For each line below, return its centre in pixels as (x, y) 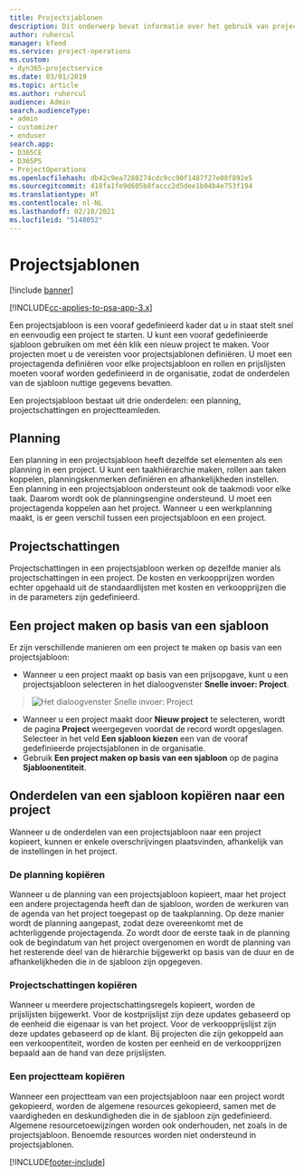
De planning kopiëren (57, 874)
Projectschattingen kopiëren (73, 986)
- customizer (34, 128)
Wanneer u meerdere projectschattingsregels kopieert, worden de (133, 1005)
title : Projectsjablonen (56, 18)
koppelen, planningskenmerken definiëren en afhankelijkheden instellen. (144, 479)
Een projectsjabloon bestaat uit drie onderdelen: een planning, (125, 400)
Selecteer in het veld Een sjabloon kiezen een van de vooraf (135, 738)
